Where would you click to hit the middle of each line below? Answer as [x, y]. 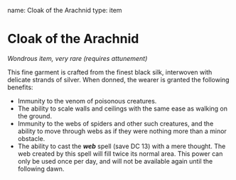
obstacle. [31, 138]
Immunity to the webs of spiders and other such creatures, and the [116, 123]
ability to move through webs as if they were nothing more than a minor [122, 131]
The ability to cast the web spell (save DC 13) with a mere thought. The [122, 146]
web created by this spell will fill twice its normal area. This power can [120, 153]
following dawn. [41, 169]
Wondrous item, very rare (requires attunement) [77, 58]
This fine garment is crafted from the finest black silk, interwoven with [110, 72]
